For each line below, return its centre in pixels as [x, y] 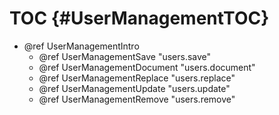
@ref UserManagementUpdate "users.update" [134, 88]
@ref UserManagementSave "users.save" [125, 56]
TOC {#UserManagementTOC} [139, 18]
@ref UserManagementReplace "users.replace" [137, 78]
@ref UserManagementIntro [81, 46]
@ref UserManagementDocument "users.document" [147, 67]
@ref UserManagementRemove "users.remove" [137, 99]
